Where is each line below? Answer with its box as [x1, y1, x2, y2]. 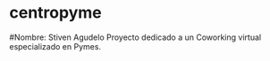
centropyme [9, 3, 102, 23]
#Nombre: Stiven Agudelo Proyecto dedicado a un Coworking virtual [9, 32, 262, 42]
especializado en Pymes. [9, 41, 101, 51]
